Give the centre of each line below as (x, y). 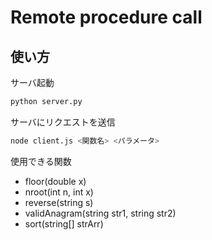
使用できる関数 (41, 161)
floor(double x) (55, 181)
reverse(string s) (59, 202)
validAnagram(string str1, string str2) (100, 213)
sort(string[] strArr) (64, 223)
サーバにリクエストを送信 (63, 122)
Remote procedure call (106, 17)
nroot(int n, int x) (59, 192)
